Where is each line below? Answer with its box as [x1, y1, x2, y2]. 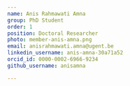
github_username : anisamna [7, 62, 86, 69]
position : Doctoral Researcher [7, 29, 99, 37]
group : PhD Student [7, 17, 64, 24]
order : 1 [7, 23, 33, 30]
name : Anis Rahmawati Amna [7, 10, 86, 17]
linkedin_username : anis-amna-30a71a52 [7, 50, 124, 57]
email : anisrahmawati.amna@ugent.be [7, 43, 114, 50]
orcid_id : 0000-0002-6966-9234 [7, 56, 99, 63]
